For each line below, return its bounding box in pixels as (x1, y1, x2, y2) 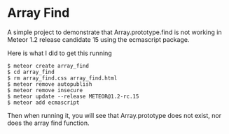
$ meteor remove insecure (7, 87, 83, 94)
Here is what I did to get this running (7, 49, 112, 57)
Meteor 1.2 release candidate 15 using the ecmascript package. (7, 35, 190, 43)
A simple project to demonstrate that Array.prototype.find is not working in (7, 28, 222, 36)
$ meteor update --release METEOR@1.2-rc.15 (7, 93, 139, 100)
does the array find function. (7, 119, 90, 127)
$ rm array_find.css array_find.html (7, 75, 118, 82)
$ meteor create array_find (7, 62, 90, 69)
